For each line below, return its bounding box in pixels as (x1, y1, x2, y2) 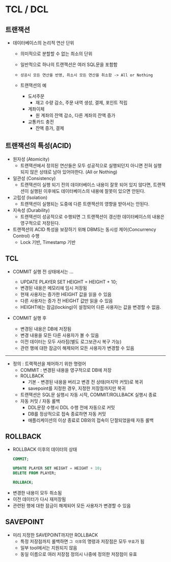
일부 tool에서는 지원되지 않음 (20, 545, 77, 551)
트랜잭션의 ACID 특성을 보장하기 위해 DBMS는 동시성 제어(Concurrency (12, 226, 156, 232)
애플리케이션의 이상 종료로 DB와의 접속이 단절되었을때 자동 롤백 (27, 417, 154, 423)
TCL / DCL (5, 4, 49, 15)
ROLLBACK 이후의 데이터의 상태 (12, 446, 77, 453)
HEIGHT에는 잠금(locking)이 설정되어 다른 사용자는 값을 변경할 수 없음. (20, 304, 161, 310)
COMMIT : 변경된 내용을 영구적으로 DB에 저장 (20, 367, 112, 373)
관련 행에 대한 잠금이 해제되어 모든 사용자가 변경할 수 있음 (20, 345, 135, 351)
